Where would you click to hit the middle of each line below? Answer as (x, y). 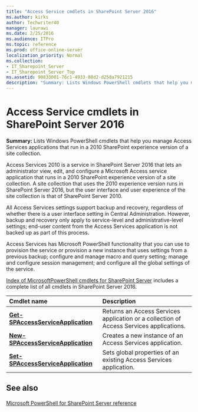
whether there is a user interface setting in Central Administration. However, (98, 213)
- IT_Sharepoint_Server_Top (41, 72)
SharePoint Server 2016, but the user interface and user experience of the (96, 190)
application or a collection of (142, 318)
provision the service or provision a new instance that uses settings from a (97, 250)
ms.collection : (25, 61)
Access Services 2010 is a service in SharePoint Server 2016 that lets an (94, 164)
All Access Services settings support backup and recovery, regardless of (95, 207)
